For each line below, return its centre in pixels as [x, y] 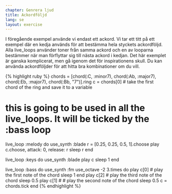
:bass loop [28, 130]
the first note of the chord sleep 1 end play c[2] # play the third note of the [84, 175]
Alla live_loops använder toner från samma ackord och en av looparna [79, 50]
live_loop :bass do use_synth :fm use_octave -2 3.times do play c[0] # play [84, 170]
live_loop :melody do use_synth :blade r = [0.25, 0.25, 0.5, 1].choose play [82, 144]
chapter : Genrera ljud [30, 10]
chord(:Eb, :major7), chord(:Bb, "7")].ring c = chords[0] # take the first [80, 82]
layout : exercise [24, 24]
